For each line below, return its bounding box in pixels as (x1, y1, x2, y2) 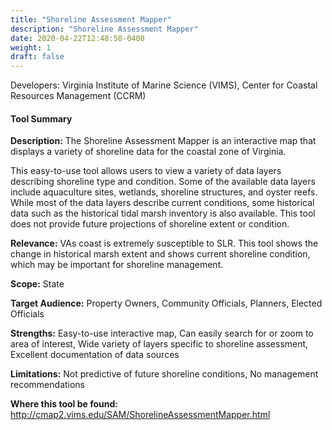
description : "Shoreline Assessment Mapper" (10, 24, 199, 34)
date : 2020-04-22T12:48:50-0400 (10, 33, 145, 43)
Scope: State (10, 278, 65, 290)
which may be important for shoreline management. (10, 259, 224, 271)
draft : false (10, 52, 65, 62)
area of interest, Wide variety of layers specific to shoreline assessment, (10, 338, 309, 350)
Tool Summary (10, 112, 73, 125)
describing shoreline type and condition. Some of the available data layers (10, 176, 316, 188)
